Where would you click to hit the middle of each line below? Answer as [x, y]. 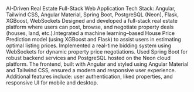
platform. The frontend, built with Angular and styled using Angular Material [97, 64]
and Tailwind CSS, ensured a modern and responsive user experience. [91, 70]
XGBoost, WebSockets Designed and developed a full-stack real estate [92, 21]
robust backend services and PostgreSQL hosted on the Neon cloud [89, 58]
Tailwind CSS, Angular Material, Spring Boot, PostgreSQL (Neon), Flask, [93, 15]
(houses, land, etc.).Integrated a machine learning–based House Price [90, 33]
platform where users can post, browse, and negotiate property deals [90, 27]
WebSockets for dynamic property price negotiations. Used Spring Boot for [97, 52]
